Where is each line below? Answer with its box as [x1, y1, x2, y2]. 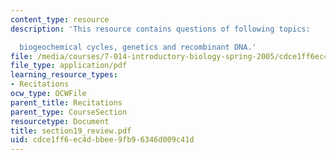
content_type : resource [10, 14, 110, 25]
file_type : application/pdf [10, 61, 128, 71]
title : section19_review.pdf [10, 126, 132, 136]
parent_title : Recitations [10, 97, 123, 108]
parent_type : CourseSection [10, 107, 128, 117]
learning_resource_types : [10, 70, 118, 80]
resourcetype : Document [10, 116, 110, 126]
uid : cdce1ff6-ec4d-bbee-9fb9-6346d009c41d [10, 135, 195, 145]
